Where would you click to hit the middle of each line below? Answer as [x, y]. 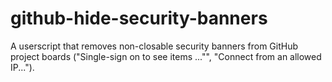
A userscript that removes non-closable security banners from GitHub [154, 46]
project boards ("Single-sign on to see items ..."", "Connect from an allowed [166, 56]
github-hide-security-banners [139, 18]
